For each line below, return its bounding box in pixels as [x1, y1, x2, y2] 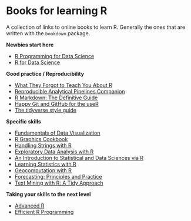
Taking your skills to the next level [6, 190, 91, 197]
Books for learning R [6, 4, 108, 18]
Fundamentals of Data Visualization [14, 129, 101, 136]
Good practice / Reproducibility [6, 70, 84, 77]
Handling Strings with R [14, 142, 72, 149]
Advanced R [14, 202, 45, 209]
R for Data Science [14, 59, 61, 66]
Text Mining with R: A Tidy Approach [14, 179, 104, 186]
